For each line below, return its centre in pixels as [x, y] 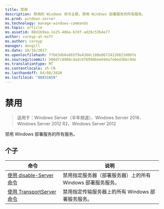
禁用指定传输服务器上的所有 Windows [106, 191]
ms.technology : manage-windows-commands [47, 23]
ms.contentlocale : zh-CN [30, 69]
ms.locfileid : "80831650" [31, 77]
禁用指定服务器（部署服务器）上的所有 [107, 175]
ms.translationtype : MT [29, 64]
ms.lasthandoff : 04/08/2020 [34, 73]
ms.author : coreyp [24, 41]
